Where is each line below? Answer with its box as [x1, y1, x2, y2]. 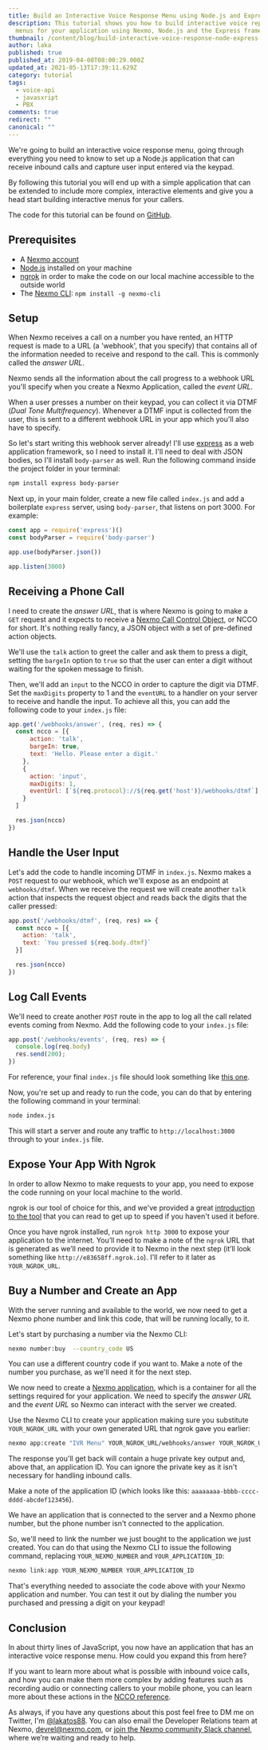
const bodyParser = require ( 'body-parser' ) [8, 534, 156, 542]
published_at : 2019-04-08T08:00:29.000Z [8, 57, 145, 65]
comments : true [8, 109, 59, 117]
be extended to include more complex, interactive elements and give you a [8, 185, 254, 196]
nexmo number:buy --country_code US [8, 1344, 134, 1353]
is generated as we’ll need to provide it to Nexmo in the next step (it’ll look [8, 1243, 251, 1253]
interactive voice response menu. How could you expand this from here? [8, 1651, 247, 1661]
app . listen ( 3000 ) [8, 563, 66, 571]
